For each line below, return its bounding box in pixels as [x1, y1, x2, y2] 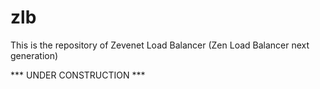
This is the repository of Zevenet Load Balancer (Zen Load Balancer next [10, 39, 310, 51]
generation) [10, 49, 59, 61]
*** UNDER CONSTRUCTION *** [10, 69, 146, 81]
